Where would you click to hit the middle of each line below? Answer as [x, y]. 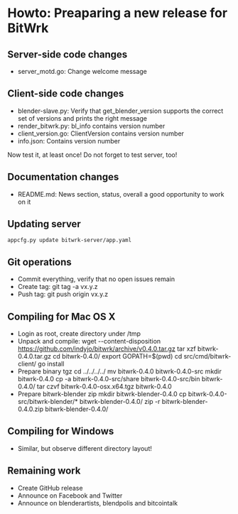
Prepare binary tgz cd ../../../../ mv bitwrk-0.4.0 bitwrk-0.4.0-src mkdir [119, 371]
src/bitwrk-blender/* [48, 402]
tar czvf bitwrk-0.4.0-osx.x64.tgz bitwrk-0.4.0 [104, 387]
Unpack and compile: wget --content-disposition [89, 341]
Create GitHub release [50, 488]
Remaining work [44, 471]
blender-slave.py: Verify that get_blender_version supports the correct [120, 111]
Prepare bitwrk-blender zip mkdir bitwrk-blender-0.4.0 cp [102, 394]
